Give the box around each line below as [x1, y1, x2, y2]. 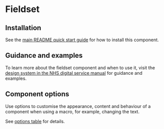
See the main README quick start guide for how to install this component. [5, 37, 159, 43]
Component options [5, 90, 70, 98]
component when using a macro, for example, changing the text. [5, 108, 140, 114]
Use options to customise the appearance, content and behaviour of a [5, 103, 151, 109]
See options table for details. [5, 118, 65, 124]
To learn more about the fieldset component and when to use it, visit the [5, 64, 155, 71]
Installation [5, 24, 41, 32]
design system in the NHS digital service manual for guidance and [5, 70, 143, 76]
